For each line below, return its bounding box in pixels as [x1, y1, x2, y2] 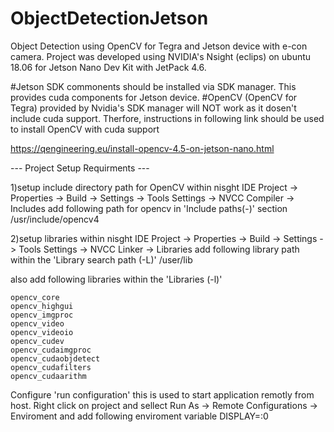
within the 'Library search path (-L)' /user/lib [10, 253, 193, 266]
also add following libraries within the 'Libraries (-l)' [10, 273, 223, 285]
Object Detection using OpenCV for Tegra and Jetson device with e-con [10, 40, 308, 52]
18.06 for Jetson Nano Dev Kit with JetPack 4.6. [10, 61, 207, 73]
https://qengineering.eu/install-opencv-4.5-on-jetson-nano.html [10, 142, 275, 154]
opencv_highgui [10, 301, 74, 311]
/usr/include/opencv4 [10, 213, 100, 225]
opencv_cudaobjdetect [10, 353, 101, 364]
